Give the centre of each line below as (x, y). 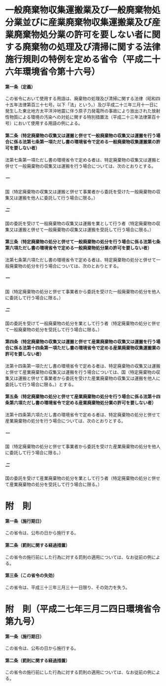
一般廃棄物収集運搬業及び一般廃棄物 (79, 10)
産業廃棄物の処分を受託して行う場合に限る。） (56, 485)
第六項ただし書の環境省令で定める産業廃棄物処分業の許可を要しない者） (83, 403)
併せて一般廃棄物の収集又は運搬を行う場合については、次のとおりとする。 (81, 166)
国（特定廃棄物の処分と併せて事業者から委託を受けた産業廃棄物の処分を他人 (83, 447)
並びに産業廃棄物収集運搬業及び (87, 22)
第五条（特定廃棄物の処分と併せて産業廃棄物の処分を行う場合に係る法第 (78, 397)
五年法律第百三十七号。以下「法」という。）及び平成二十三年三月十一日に (84, 105)
